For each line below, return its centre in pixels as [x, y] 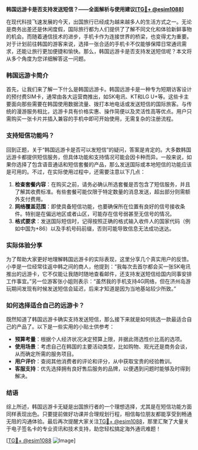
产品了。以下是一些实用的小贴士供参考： [65, 327]
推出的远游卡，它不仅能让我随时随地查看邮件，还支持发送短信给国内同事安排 [99, 274]
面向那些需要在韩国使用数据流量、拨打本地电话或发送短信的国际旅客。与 [99, 104]
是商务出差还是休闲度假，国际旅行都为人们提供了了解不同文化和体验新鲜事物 [99, 29]
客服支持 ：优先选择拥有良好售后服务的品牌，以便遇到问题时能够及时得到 [102, 369]
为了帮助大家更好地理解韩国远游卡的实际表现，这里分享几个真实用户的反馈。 [99, 259]
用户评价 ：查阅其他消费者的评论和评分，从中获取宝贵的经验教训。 [95, 362]
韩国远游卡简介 [27, 75]
